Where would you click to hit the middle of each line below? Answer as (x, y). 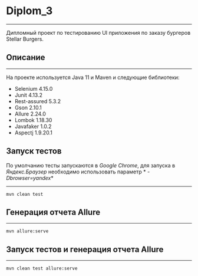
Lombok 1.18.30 (33, 120)
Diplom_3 (29, 11)
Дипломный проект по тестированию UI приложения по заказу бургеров (98, 32)
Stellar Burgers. (25, 39)
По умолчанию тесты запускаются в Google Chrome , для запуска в (91, 165)
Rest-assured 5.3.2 (38, 101)
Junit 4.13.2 (29, 95)
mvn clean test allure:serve (42, 269)
